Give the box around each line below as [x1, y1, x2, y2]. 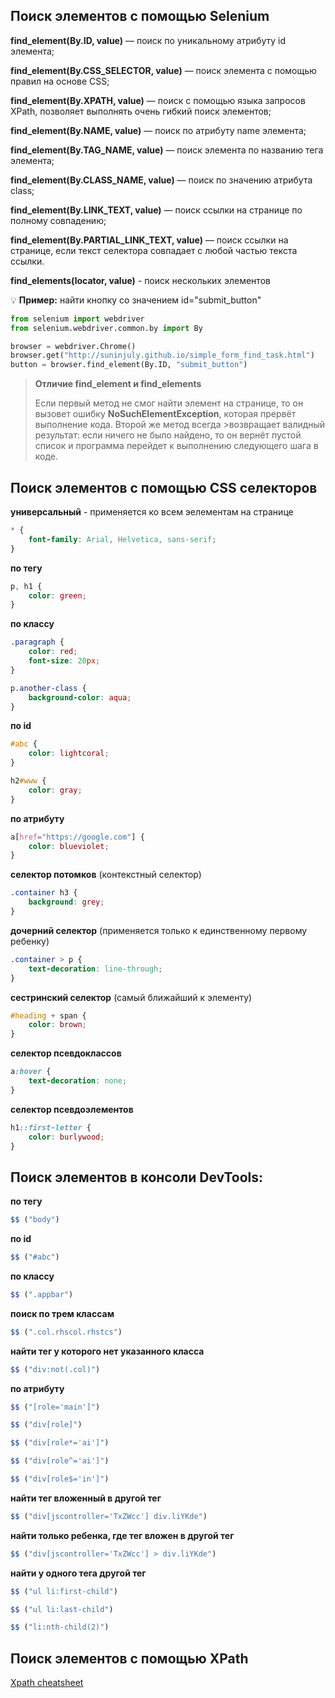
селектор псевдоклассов [10, 1047, 122, 1059]
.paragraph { [10, 637, 65, 648]
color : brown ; [28, 1020, 87, 1030]
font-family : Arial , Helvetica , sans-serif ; [28, 534, 217, 544]
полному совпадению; [10, 214, 107, 226]
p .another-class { [10, 683, 87, 693]
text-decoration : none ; [28, 1076, 128, 1086]
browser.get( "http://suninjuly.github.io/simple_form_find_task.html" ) [10, 350, 315, 361]
